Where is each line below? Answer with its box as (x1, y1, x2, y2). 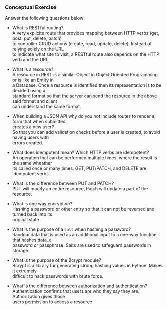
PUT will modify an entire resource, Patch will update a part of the (12, 186, 148, 192)
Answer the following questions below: (5, 15, 85, 21)
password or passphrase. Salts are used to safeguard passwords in (12, 242, 151, 248)
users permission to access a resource (12, 299, 92, 305)
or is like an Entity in (12, 77, 54, 83)
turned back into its (12, 211, 52, 217)
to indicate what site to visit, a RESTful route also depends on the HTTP (12, 51, 160, 57)
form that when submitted (12, 119, 66, 125)
